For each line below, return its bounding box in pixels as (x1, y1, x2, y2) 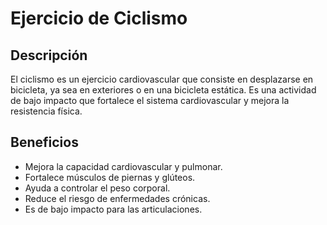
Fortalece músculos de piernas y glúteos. (24, 171, 196, 183)
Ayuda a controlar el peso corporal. (24, 182, 171, 194)
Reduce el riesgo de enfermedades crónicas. (24, 192, 211, 204)
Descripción (10, 47, 88, 64)
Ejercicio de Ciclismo (10, 7, 188, 30)
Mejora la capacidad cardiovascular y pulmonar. (24, 160, 223, 172)
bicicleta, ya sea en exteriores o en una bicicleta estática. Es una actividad (10, 84, 317, 96)
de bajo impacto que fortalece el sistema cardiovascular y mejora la (10, 95, 290, 106)
